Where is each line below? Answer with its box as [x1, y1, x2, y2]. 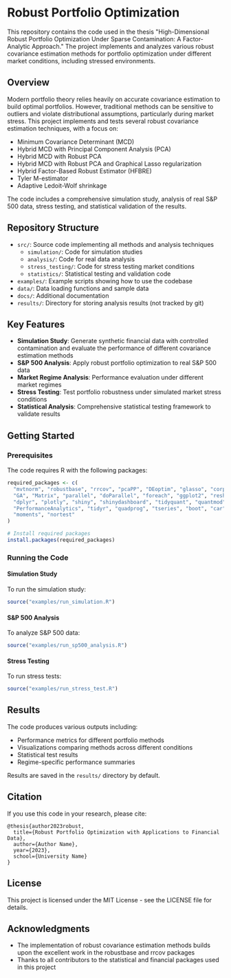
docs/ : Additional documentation [16, 291, 109, 300]
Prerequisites [7, 450, 53, 460]
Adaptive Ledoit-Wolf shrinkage [16, 181, 107, 190]
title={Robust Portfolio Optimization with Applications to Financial [13, 829, 220, 836]
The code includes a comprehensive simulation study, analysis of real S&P [7, 195, 218, 203]
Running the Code [7, 552, 69, 562]
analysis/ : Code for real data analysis [27, 254, 135, 263]
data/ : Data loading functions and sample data [16, 284, 149, 292]
